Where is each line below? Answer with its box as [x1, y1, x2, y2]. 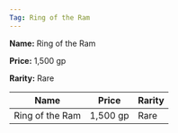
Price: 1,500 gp [9, 55, 67, 66]
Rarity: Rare [9, 73, 55, 84]
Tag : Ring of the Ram [9, 13, 91, 22]
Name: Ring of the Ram [9, 38, 96, 49]
